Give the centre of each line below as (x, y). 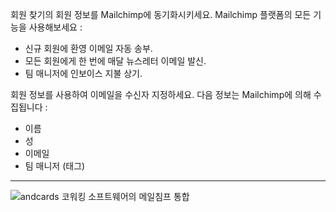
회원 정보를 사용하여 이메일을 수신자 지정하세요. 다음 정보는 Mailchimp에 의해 (161, 94)
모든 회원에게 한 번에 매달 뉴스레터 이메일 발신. (115, 61)
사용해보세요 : (55, 27)
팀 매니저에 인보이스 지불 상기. (83, 73)
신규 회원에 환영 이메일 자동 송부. (88, 48)
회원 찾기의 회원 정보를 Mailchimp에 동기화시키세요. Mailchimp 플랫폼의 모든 (161, 14)
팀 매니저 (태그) (55, 166)
